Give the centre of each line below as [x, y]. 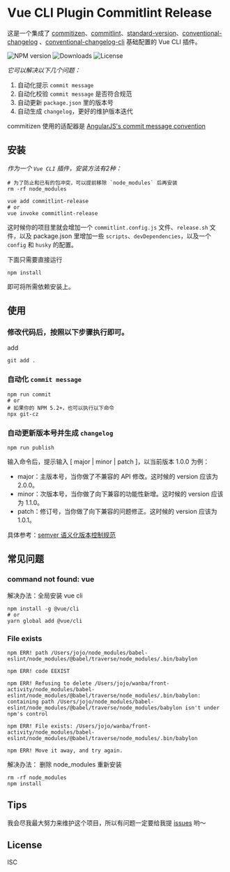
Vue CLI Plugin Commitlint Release [110, 13]
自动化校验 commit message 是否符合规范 [75, 94]
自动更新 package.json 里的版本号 [65, 102]
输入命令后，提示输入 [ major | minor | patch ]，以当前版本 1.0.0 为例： [108, 461]
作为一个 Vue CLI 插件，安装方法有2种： [64, 168]
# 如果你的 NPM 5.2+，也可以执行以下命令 [61, 408]
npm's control [28, 714]
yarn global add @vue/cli [45, 621]
